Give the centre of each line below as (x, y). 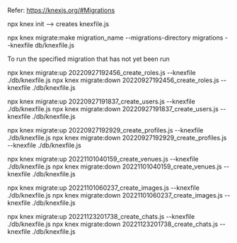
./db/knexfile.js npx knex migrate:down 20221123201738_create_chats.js (113, 224)
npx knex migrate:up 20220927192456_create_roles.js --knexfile (102, 73)
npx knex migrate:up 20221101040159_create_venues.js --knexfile (103, 159)
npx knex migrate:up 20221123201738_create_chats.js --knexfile (101, 216)
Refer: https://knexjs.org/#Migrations (61, 10)
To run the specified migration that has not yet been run (88, 59)
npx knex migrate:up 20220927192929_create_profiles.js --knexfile (105, 130)
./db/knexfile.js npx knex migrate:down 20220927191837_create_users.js (113, 109)
